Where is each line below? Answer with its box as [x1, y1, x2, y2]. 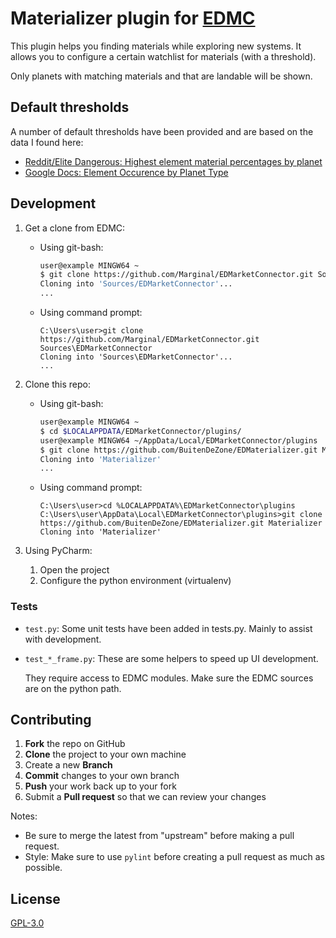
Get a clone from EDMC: [24, 222, 126, 234]
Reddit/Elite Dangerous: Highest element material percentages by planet [24, 155, 323, 167]
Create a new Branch [24, 759, 113, 771]
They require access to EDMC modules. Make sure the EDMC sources [24, 672, 314, 684]
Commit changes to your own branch [24, 770, 180, 782]
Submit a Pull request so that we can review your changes [24, 791, 267, 803]
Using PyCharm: [24, 545, 93, 557]
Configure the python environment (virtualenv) [39, 575, 232, 587]
